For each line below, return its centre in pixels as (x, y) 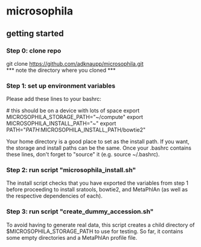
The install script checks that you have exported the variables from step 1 (97, 183)
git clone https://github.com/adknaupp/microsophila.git (75, 63)
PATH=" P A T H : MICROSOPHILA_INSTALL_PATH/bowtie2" (76, 130)
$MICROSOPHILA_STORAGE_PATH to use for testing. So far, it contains (95, 231)
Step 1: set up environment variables (61, 86)
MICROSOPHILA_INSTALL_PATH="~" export (61, 123)
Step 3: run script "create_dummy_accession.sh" (80, 211)
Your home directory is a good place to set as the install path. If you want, (98, 142)
